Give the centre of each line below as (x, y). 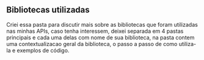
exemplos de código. (43, 50)
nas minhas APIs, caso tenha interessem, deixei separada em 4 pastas (95, 31)
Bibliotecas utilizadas (48, 10)
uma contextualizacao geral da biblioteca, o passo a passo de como (92, 44)
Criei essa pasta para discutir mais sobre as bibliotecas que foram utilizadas (102, 24)
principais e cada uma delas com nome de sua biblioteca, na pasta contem (100, 37)
